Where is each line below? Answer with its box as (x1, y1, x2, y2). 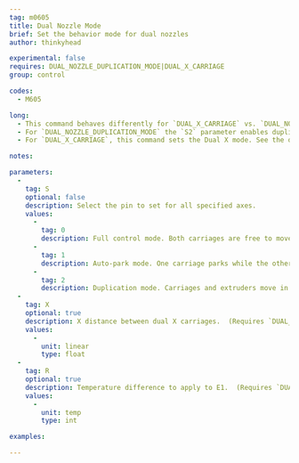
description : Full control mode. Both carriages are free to (41, 234, 273, 243)
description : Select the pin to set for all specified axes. (25, 201, 256, 210)
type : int (41, 416, 77, 426)
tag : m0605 (9, 12, 50, 22)
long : (9, 110, 29, 120)
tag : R (25, 367, 50, 376)
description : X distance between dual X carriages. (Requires (25, 317, 265, 326)
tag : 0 (41, 226, 66, 235)
